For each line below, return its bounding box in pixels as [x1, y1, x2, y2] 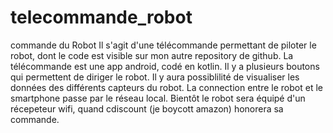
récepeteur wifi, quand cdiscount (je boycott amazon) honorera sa [10, 102, 284, 115]
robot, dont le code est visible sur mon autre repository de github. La [10, 49, 294, 61]
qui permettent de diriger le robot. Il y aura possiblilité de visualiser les [10, 71, 300, 83]
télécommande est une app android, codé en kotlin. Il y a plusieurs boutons [10, 60, 320, 72]
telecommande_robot [10, 6, 193, 29]
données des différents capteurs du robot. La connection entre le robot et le [10, 81, 323, 93]
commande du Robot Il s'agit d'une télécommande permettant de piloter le [10, 39, 317, 51]
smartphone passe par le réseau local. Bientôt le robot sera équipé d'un [10, 92, 306, 104]
